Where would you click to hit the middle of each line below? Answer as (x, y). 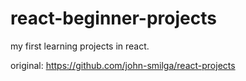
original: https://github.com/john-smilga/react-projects (123, 65)
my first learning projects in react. (80, 46)
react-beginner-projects (113, 18)
